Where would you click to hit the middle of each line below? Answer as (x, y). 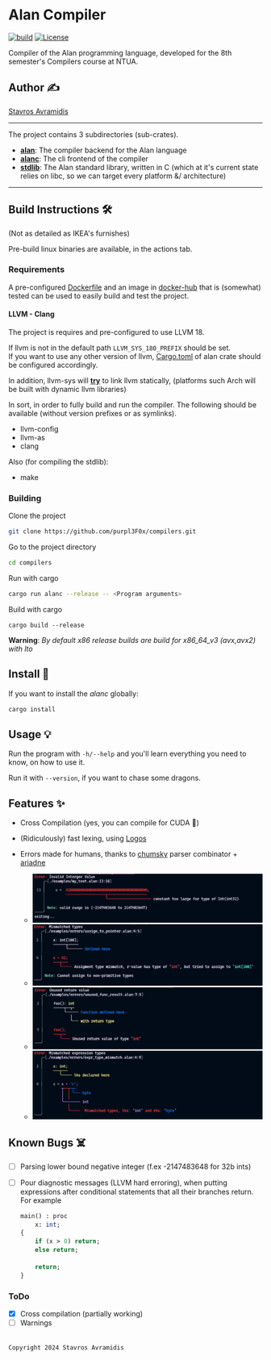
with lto (21, 649)
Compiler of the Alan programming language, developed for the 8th (120, 52)
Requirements (37, 269)
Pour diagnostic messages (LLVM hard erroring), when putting (124, 1183)
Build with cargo (35, 609)
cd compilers (30, 563)
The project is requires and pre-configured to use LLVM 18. (106, 332)
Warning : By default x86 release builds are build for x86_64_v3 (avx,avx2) (132, 640)
